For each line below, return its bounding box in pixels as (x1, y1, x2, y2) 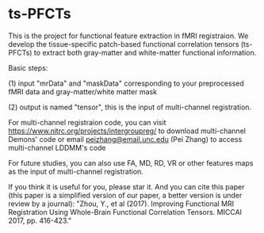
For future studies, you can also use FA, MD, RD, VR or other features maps (8, 158, 254, 167)
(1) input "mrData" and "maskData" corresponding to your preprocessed (8, 78, 244, 88)
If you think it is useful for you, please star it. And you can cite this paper (8, 181, 245, 191)
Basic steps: (8, 63, 48, 72)
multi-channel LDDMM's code (8, 143, 106, 152)
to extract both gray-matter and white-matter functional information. (33, 48, 257, 57)
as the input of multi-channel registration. (8, 166, 144, 176)
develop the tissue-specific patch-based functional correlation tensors (8, 39, 239, 48)
